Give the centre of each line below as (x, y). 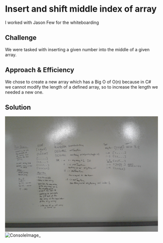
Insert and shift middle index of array (81, 9)
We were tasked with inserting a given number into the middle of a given (77, 49)
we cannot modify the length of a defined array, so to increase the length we (81, 87)
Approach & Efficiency (40, 70)
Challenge (21, 38)
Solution (18, 107)
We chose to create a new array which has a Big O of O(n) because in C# (78, 82)
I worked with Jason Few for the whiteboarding (52, 22)
